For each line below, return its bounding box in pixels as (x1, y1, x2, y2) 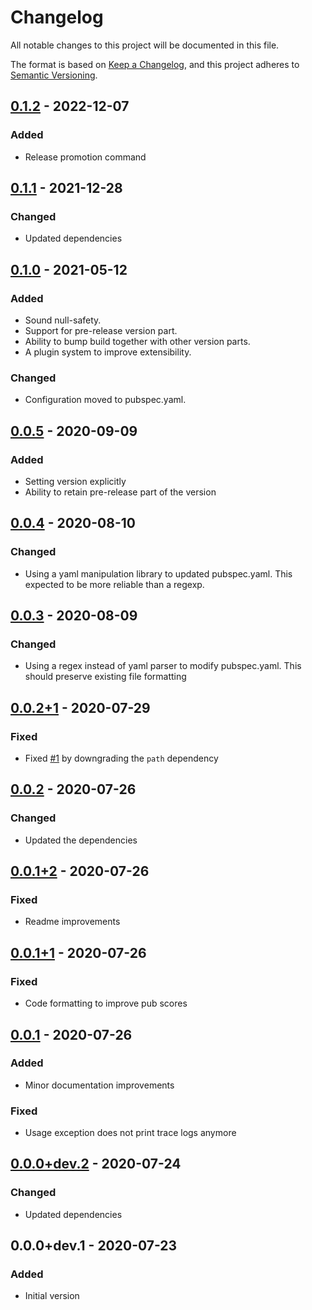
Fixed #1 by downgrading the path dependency (24, 752, 219, 765)
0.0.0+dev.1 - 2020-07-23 (10, 1237, 178, 1255)
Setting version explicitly (24, 475, 127, 487)
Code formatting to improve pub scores (24, 997, 188, 1010)
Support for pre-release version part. (24, 325, 178, 336)
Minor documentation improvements (24, 1079, 175, 1091)
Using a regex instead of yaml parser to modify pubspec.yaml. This (24, 660, 302, 672)
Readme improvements (24, 916, 121, 928)
